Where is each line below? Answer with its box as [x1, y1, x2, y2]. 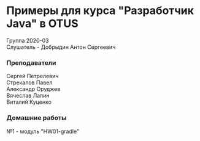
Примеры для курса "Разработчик [6, 4, 194, 18]
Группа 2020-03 [6, 37, 49, 44]
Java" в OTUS [6, 16, 79, 31]
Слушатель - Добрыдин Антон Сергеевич [6, 43, 116, 51]
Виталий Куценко [6, 98, 52, 106]
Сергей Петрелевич [6, 73, 59, 80]
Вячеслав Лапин [6, 92, 50, 99]
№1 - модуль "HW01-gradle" [6, 128, 80, 135]
